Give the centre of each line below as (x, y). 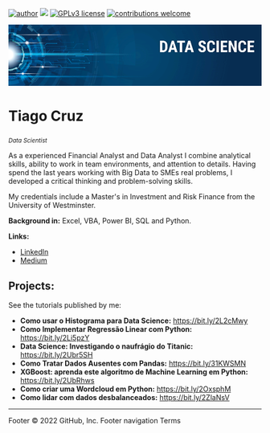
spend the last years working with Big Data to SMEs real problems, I (121, 173)
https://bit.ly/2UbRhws (57, 381)
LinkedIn (34, 252)
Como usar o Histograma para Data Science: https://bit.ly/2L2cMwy (134, 321)
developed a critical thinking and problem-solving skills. (100, 182)
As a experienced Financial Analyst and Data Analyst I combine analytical (130, 156)
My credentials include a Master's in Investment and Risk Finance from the (132, 197)
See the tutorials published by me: (65, 305)
